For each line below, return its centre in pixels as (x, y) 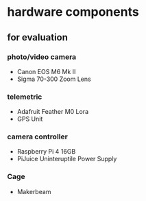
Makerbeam (34, 191)
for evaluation (38, 37)
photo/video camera (42, 57)
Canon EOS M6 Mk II (46, 71)
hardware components (73, 12)
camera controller (38, 137)
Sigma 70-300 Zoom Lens (54, 79)
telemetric (25, 97)
